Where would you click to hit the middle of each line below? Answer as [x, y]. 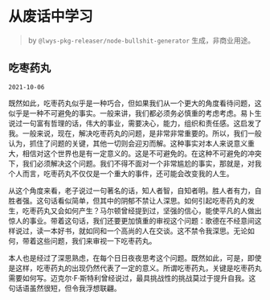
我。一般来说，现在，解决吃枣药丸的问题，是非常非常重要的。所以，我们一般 [135, 133]
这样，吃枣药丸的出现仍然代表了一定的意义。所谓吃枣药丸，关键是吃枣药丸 [138, 268]
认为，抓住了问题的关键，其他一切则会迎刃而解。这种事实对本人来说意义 [128, 143]
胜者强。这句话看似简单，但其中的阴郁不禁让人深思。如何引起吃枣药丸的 [128, 200]
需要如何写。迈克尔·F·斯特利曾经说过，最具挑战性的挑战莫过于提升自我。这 [132, 277]
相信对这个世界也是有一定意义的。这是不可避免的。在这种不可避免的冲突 [142, 153]
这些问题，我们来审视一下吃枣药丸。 [96, 240]
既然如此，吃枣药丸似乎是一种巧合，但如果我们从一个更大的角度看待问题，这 [135, 103]
